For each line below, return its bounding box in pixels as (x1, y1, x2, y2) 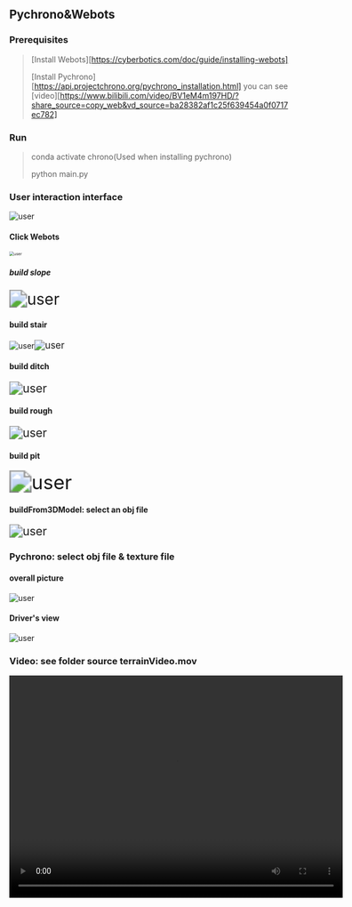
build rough (9, 405, 53, 416)
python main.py (30, 168, 89, 179)
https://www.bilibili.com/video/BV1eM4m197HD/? (60, 90, 240, 100)
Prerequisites (9, 34, 68, 46)
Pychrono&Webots (9, 7, 116, 22)
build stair (9, 319, 47, 330)
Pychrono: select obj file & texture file (9, 550, 175, 563)
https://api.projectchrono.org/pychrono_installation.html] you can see (34, 80, 289, 92)
